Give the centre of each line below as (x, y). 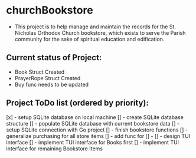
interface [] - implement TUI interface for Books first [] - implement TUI (92, 142)
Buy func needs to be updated (52, 84)
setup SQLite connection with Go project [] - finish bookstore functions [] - (97, 130)
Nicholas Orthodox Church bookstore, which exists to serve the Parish (100, 32)
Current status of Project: (54, 57)
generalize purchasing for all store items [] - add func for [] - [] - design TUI (98, 136)
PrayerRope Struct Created (48, 78)
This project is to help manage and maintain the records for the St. (95, 27)
